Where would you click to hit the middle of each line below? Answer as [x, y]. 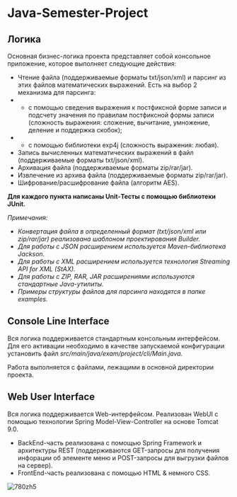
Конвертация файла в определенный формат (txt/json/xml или [112, 231]
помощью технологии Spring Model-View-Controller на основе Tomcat [113, 421]
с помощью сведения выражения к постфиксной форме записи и [127, 107]
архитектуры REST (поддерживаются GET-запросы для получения [118, 450]
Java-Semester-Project [78, 13]
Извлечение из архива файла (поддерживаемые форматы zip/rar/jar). [123, 175]
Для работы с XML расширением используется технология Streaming [123, 261]
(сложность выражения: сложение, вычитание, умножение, [119, 122]
